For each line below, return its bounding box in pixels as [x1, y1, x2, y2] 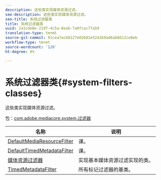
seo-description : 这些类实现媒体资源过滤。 [5, 12, 88, 17]
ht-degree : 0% [5, 49, 35, 54]
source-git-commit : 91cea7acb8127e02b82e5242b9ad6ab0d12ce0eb [5, 35, 137, 40]
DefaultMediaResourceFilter [7, 138, 73, 145]
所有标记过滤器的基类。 [78, 166, 134, 173]
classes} [5, 87, 42, 99]
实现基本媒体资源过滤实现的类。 [78, 157, 154, 164]
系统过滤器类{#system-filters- [5, 76, 132, 88]
